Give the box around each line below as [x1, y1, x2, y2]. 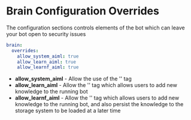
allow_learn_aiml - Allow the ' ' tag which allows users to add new [14, 82, 178, 89]
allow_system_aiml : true [17, 53, 79, 59]
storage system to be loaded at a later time [14, 107, 121, 115]
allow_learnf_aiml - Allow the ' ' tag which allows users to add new [14, 94, 180, 101]
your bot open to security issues [6, 30, 86, 37]
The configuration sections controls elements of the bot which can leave [6, 24, 185, 31]
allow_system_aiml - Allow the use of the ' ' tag [14, 75, 132, 82]
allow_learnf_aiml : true [17, 64, 79, 70]
